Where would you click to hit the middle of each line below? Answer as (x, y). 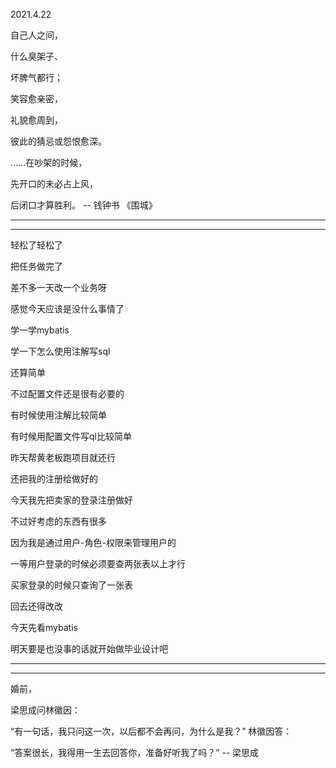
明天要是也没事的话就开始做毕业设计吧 (89, 648)
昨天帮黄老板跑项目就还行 (63, 457)
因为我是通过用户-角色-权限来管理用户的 (93, 542)
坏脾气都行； (36, 77)
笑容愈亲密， (36, 98)
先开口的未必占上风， (54, 183)
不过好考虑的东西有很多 (58, 521)
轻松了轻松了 (36, 245)
